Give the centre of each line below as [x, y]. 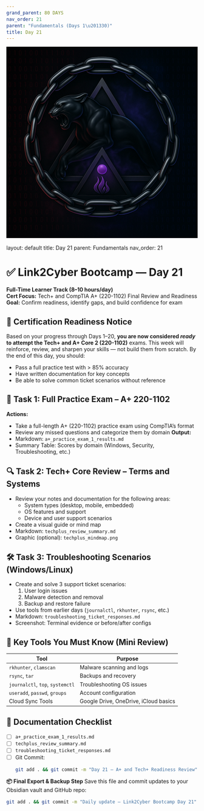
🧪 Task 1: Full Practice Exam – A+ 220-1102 [88, 399]
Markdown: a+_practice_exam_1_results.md [70, 439]
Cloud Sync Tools [31, 701]
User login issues [46, 591]
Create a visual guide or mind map [58, 524]
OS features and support [55, 512]
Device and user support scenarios [68, 518]
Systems [23, 484]
